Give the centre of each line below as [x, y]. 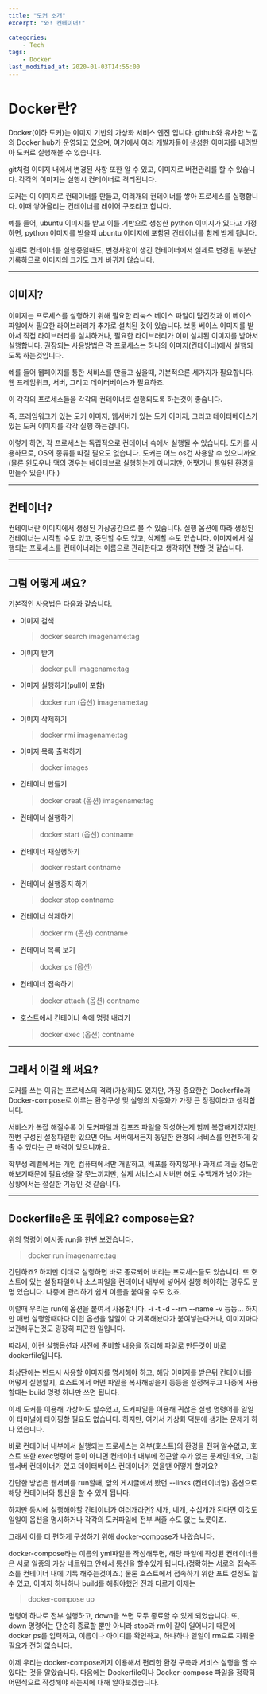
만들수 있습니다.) [34, 472]
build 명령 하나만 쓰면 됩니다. [74, 1392]
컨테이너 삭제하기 [46, 916]
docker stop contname [76, 900]
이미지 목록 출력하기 [50, 751]
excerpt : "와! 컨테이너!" [47, 23]
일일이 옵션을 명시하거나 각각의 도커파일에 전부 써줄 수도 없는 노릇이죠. [117, 1519]
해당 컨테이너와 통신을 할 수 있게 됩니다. [70, 1493]
